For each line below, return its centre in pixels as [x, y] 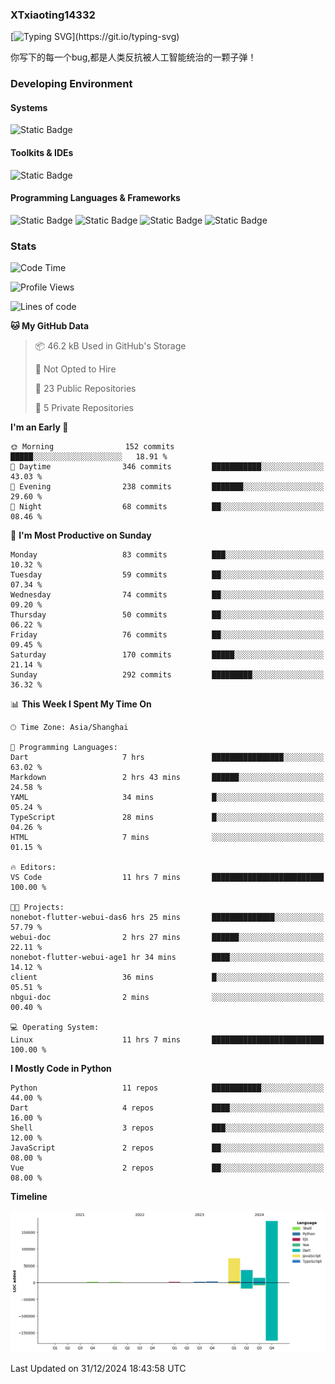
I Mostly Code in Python [61, 1069]
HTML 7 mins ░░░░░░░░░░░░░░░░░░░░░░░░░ [167, 838]
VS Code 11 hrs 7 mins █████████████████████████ [167, 878]
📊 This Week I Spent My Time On [81, 704]
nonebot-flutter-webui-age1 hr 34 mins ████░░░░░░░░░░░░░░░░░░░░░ [167, 958]
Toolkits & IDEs [42, 153]
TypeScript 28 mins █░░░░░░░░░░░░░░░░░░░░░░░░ [167, 818]
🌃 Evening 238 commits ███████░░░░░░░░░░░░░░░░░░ [167, 487]
